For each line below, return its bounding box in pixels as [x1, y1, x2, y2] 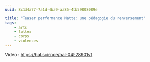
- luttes [14, 30, 32, 34]
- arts [14, 25, 27, 30]
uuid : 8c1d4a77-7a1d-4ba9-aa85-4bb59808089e [5, 7, 98, 12]
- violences [14, 38, 38, 44]
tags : [5, 20, 16, 25]
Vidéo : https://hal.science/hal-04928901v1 [5, 51, 93, 57]
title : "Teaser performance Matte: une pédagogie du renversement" [5, 15, 146, 21]
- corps [14, 34, 29, 39]
